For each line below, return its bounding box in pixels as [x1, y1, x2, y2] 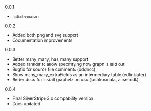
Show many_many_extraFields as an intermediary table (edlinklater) [12, 72, 147, 77]
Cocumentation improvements [12, 37, 73, 43]
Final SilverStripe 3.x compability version [12, 95, 93, 101]
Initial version [12, 14, 39, 19]
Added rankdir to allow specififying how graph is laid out [12, 62, 125, 67]
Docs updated [12, 101, 41, 106]
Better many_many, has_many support [12, 56, 89, 62]
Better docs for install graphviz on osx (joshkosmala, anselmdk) [12, 77, 139, 82]
